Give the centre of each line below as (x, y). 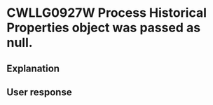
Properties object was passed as (104, 28)
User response (39, 92)
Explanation (33, 68)
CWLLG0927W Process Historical (107, 13)
